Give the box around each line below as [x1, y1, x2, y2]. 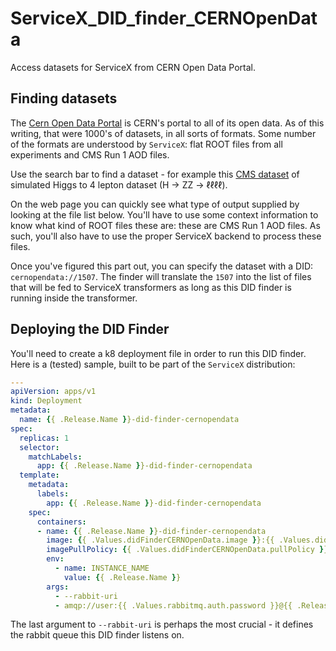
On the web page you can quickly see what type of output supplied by [10, 198, 300, 210]
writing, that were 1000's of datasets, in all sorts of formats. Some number [10, 127, 317, 139]
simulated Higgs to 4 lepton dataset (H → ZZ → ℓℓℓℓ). [10, 178, 228, 191]
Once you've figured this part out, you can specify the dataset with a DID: [10, 260, 314, 272]
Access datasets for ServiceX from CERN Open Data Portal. [10, 61, 257, 73]
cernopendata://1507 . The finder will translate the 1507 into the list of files [10, 270, 312, 282]
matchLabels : [28, 452, 83, 462]
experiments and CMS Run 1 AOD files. [10, 148, 170, 161]
